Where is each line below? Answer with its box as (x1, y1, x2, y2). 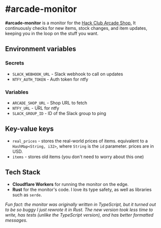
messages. (5, 217, 28, 223)
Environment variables (5, 45, 77, 53)
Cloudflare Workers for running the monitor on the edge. (12, 181, 129, 187)
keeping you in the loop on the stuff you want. (5, 30, 99, 36)
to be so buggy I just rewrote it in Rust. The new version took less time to (5, 207, 153, 213)
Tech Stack (5, 168, 40, 176)
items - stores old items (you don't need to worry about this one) (12, 154, 144, 160)
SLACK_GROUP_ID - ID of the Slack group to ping (12, 110, 106, 116)
